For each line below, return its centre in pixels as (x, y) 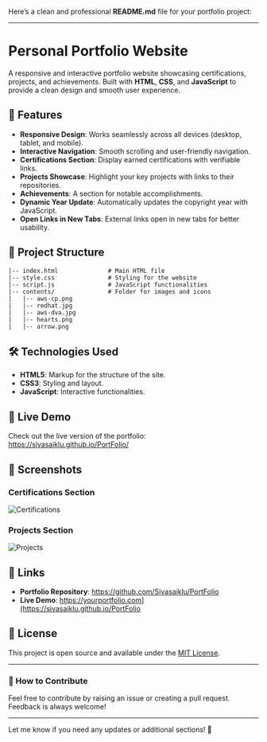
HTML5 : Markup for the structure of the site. (93, 375)
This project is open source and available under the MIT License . (114, 653)
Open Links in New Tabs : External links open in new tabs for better (130, 219)
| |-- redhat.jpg (41, 306)
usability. (35, 227)
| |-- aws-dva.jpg (43, 312)
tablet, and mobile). (51, 143)
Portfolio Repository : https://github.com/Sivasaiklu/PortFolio (119, 592)
